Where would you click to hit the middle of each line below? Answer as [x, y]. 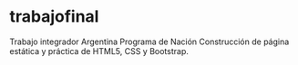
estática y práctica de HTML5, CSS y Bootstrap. [99, 51]
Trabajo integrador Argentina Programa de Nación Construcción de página [149, 42]
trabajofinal [54, 17]
